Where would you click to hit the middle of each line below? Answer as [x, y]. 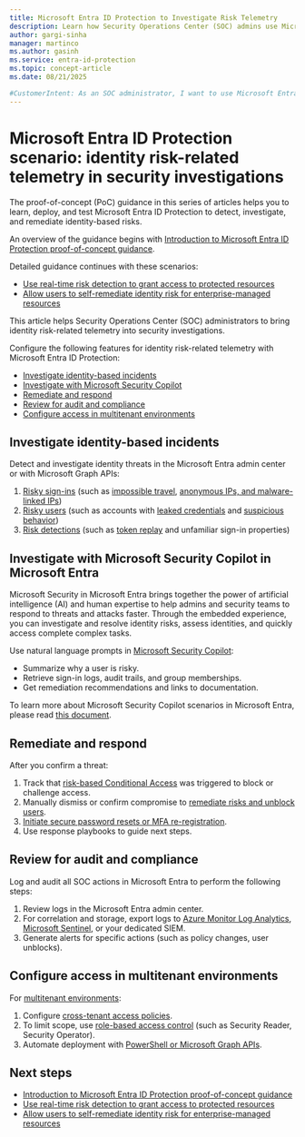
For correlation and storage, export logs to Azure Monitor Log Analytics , [157, 918]
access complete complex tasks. [71, 633]
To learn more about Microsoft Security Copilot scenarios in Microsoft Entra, [152, 706]
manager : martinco [44, 43]
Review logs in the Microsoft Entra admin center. [113, 908]
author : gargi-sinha [49, 35]
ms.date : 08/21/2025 [49, 77]
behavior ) [40, 520]
